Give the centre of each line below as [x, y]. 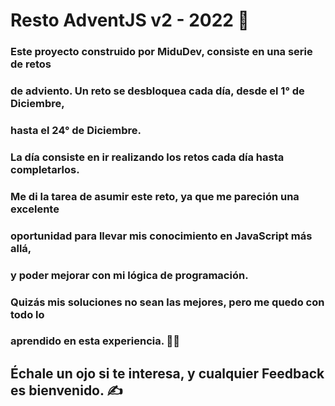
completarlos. [45, 169]
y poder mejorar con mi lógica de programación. [129, 275]
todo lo [27, 314]
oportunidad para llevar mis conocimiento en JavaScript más [161, 236]
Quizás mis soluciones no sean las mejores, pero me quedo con [167, 302]
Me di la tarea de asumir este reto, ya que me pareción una [155, 196]
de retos [31, 64]
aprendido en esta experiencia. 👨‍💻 [95, 341]
